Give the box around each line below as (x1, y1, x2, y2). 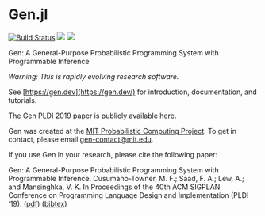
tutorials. (8, 95, 37, 104)
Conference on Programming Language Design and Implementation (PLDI (8, 190, 249, 199)
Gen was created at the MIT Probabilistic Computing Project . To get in (8, 126, 236, 135)
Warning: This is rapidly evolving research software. (8, 71, 179, 81)
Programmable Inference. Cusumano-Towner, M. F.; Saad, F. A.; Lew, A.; (8, 173, 244, 183)
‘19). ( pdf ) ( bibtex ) (8, 199, 67, 208)
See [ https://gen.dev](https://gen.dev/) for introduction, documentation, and (8, 87, 257, 97)
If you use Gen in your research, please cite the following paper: (8, 150, 218, 159)
